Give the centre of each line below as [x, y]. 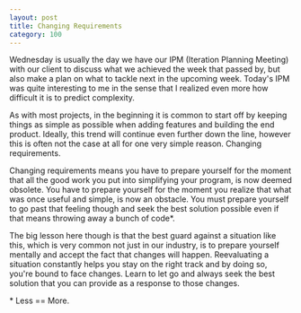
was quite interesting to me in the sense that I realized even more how [139, 88]
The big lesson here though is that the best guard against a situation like [143, 236]
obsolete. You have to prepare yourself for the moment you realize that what [150, 190]
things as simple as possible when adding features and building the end [142, 125]
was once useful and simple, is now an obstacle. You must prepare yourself [149, 199]
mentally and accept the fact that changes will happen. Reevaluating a [139, 255]
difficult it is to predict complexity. [72, 98]
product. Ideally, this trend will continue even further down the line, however [150, 135]
